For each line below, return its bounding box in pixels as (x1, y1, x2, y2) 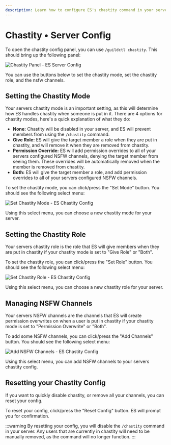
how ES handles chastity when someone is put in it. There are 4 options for (5, 111, 163, 117)
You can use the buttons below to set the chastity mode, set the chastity (5, 71, 157, 78)
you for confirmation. (5, 413, 50, 419)
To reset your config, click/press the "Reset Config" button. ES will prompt (5, 407, 161, 413)
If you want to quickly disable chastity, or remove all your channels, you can (5, 392, 164, 398)
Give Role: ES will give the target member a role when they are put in (12, 137, 157, 143)
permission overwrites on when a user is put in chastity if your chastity (5, 318, 154, 324)
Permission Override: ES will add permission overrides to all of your (12, 147, 156, 154)
